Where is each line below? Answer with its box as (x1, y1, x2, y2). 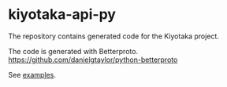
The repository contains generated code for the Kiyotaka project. (8, 31, 219, 41)
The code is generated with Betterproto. (8, 46, 139, 56)
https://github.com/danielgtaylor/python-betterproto (8, 55, 178, 64)
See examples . (8, 70, 57, 79)
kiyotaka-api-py (8, 5, 117, 24)
